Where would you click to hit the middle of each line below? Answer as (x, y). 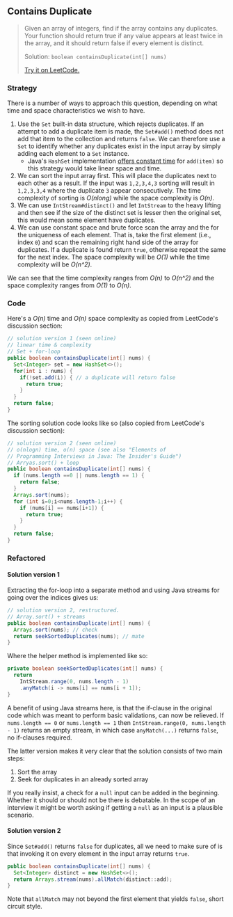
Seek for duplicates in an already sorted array (83, 779)
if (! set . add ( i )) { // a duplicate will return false (98, 377)
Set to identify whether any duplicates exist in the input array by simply (119, 146)
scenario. (21, 815)
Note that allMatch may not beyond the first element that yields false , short (115, 899)
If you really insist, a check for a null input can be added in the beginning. (113, 792)
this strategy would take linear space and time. (95, 168)
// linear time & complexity (49, 345)
